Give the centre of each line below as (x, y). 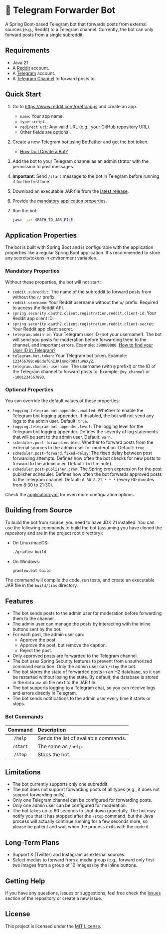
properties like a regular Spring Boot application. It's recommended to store (83, 253)
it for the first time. (31, 181)
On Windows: (26, 561)
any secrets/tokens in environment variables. (51, 258)
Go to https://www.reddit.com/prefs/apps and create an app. (75, 106)
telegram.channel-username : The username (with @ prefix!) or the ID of (84, 366)
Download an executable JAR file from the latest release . (71, 191)
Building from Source (39, 510)
